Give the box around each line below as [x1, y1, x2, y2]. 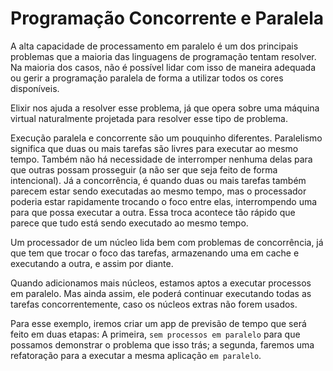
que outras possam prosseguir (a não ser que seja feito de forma [10, 163, 278, 176]
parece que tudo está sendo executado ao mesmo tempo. [10, 217, 249, 229]
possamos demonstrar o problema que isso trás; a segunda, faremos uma [10, 338, 315, 351]
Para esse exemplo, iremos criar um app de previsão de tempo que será [10, 317, 307, 329]
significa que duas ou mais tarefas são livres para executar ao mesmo [10, 142, 299, 154]
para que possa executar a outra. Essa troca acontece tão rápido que [10, 206, 296, 218]
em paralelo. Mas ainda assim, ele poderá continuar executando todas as [10, 287, 312, 299]
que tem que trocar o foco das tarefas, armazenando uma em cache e [10, 247, 300, 259]
